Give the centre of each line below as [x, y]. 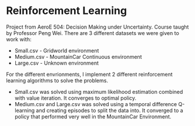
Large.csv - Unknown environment [56, 63]
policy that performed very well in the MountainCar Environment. [93, 116]
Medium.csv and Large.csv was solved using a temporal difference [96, 104]
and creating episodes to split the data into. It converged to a [110, 110]
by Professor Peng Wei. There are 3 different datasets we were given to [93, 33]
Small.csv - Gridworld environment [57, 50]
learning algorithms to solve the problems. [57, 80]
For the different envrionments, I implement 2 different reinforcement [90, 74]
